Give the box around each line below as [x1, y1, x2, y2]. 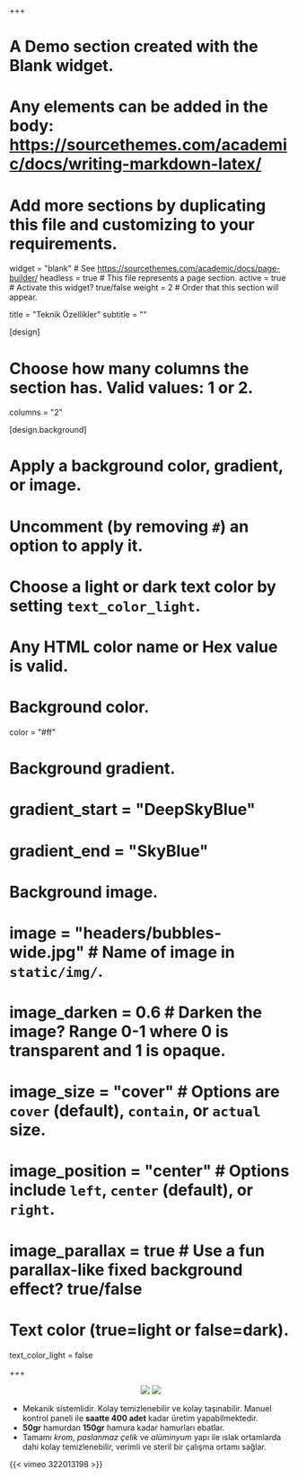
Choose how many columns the [9, 358, 250, 379]
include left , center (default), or [9, 1180, 254, 1201]
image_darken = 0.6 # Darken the [9, 1002, 263, 1023]
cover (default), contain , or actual [9, 1101, 261, 1121]
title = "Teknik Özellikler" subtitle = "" [9, 309, 147, 320]
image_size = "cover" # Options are [9, 1081, 280, 1102]
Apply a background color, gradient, [9, 456, 284, 477]
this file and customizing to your [9, 214, 255, 235]
